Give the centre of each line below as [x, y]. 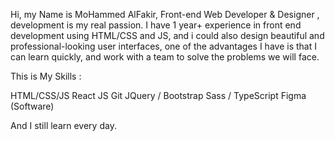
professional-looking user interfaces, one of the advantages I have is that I [163, 46]
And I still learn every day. [63, 125]
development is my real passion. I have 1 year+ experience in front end [156, 25]
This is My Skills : [46, 76]
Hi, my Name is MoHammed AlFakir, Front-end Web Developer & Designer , [165, 14]
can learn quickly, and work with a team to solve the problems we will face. [165, 57]
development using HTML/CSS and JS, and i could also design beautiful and [167, 35]
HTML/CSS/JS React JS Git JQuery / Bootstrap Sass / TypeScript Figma [158, 95]
